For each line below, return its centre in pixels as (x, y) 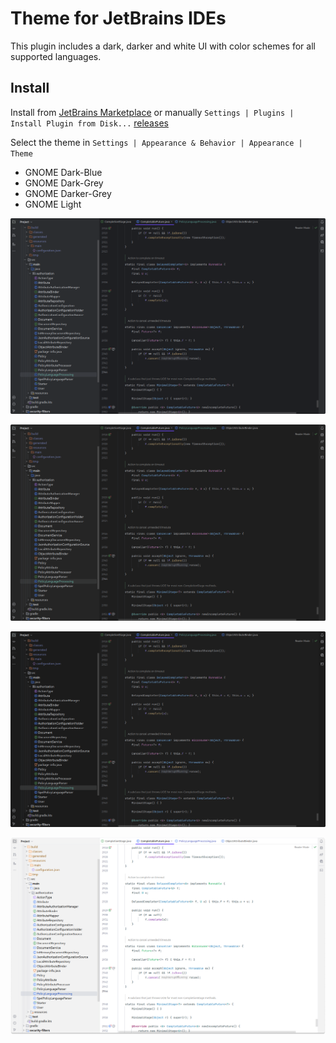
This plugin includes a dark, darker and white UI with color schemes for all (163, 46)
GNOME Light (53, 204)
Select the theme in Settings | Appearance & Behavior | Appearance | (156, 142)
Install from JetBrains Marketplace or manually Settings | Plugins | (152, 112)
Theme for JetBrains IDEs (118, 18)
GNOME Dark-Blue (63, 172)
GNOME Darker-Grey (68, 193)
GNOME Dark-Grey (64, 183)
